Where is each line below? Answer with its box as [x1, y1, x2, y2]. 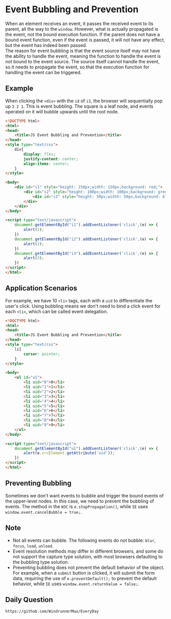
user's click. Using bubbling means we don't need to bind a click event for [5, 303, 161, 309]
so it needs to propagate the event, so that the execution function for [5, 64, 150, 70]
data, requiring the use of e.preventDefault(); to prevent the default [12, 575, 157, 581]
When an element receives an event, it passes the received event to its [5, 20, 154, 27]
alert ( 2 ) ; [23, 241, 44, 246]
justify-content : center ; [23, 156, 79, 161]
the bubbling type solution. [12, 559, 69, 565]
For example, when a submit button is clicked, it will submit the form [12, 569, 155, 576]
